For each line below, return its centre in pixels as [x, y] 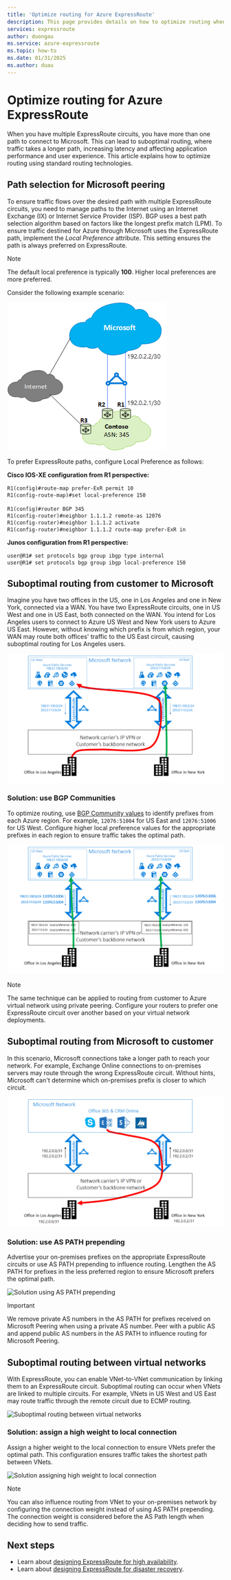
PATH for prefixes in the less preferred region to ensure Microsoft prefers [111, 1272]
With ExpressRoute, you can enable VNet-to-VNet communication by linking [115, 1379]
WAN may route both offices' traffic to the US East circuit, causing [101, 637]
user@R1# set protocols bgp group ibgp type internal [86, 556]
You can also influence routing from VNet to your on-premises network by [112, 1502]
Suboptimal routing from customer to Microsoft [111, 584]
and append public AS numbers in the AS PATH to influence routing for [107, 1334]
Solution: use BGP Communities [62, 798]
